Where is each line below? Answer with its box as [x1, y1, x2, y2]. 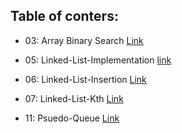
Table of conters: [10, 8, 119, 25]
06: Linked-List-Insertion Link [24, 73, 147, 85]
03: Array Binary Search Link [24, 34, 144, 46]
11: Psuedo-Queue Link [24, 112, 120, 124]
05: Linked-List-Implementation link [24, 54, 172, 66]
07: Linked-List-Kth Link [24, 92, 124, 104]
